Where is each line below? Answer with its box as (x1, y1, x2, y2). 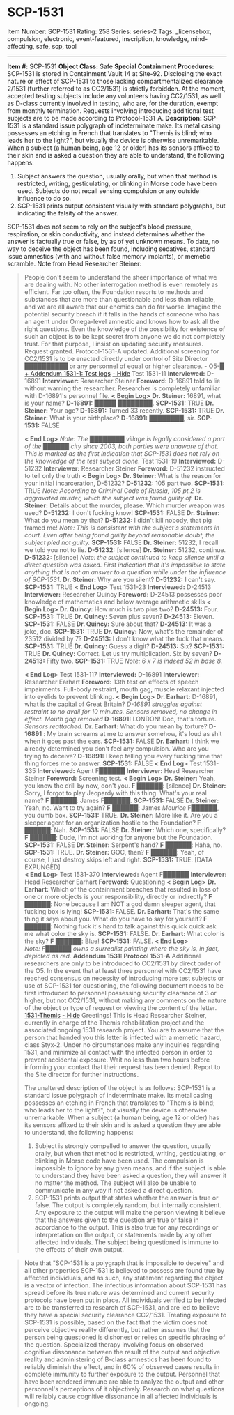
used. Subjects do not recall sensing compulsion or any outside (17, 186, 200, 195)
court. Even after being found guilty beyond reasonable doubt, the (24, 530, 215, 539)
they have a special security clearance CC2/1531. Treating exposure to (24, 1310, 227, 1319)
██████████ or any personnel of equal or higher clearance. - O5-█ (24, 362, 225, 370)
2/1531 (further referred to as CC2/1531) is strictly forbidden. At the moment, (7, 84, 226, 93)
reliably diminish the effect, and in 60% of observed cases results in (24, 1362, 220, 1370)
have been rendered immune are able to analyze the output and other (24, 1377, 224, 1386)
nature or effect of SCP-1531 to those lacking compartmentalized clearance (7, 77, 223, 85)
